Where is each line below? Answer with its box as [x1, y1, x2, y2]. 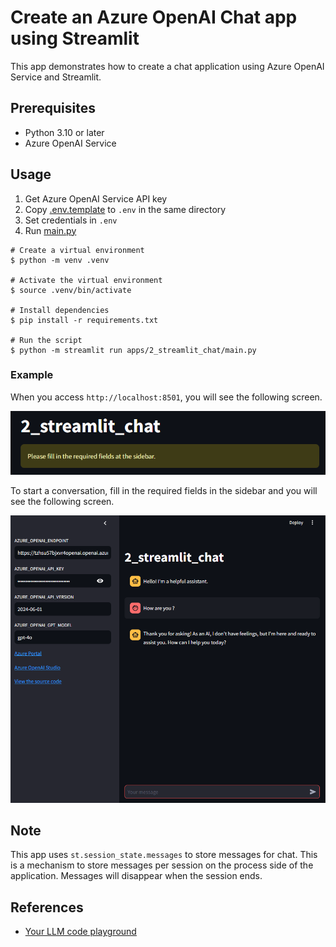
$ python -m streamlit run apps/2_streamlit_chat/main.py [10, 345, 257, 355]
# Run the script [10, 335, 83, 345]
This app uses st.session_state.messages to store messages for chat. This [10, 849, 318, 861]
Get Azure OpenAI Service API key [24, 192, 168, 205]
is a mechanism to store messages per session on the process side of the [10, 859, 314, 871]
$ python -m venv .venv [10, 255, 110, 265]
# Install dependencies [10, 305, 110, 315]
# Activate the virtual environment [10, 275, 163, 285]
